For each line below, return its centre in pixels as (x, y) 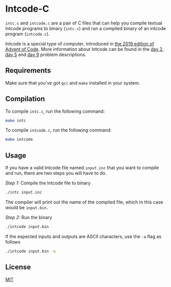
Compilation (25, 99)
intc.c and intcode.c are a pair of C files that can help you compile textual (84, 23)
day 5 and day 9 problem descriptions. (46, 55)
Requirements (28, 71)
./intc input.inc (24, 192)
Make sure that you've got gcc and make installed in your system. (73, 83)
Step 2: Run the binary (29, 217)
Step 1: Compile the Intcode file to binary (48, 183)
